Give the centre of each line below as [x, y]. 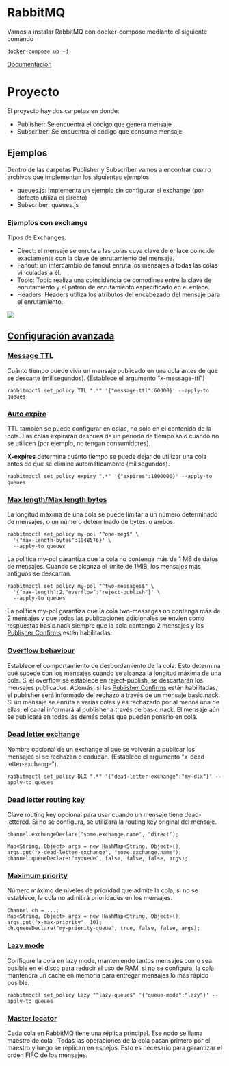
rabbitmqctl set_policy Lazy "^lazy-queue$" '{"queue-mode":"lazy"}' [108, 995]
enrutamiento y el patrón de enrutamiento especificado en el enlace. [113, 287]
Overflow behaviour [41, 651]
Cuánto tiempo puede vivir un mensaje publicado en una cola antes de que [113, 370]
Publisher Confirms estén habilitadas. [60, 633]
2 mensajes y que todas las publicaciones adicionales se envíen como [106, 618]
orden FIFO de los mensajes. [48, 1055]
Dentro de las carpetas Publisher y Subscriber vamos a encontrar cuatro [109, 169]
